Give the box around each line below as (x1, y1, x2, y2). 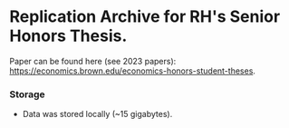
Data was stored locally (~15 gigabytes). (22, 109, 173, 120)
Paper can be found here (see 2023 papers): (9, 55, 177, 66)
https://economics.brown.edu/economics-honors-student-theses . (9, 65, 256, 76)
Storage (9, 88, 45, 101)
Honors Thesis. (9, 25, 128, 46)
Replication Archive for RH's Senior (9, 6, 281, 27)
